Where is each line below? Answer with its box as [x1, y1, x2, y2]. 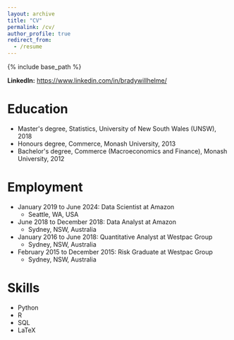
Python [17, 303, 39, 312]
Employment [7, 180, 83, 195]
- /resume [13, 43, 42, 50]
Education [7, 101, 68, 117]
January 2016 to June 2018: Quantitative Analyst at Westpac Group [17, 233, 213, 241]
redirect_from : [7, 37, 52, 44]
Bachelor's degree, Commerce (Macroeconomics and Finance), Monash [17, 146, 228, 156]
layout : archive [7, 10, 55, 18]
